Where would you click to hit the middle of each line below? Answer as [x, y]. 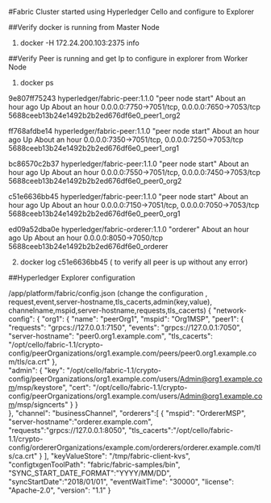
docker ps [37, 83]
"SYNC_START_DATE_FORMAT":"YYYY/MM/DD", [90, 473]
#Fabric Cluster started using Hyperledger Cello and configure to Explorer [131, 12]
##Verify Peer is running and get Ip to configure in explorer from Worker [128, 58]
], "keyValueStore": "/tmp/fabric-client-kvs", [117, 456]
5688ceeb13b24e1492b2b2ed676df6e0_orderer [88, 246]
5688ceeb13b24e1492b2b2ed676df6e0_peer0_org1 [94, 214]
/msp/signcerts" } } [47, 405]
